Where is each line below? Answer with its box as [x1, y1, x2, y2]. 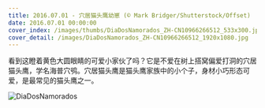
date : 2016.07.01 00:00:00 [8, 19, 97, 27]
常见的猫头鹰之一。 [35, 76, 99, 85]
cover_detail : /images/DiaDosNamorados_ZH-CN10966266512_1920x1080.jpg [8, 33, 248, 42]
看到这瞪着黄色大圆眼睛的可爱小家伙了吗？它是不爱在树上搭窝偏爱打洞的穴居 [8, 56, 257, 65]
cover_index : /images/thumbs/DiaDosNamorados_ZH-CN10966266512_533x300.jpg [8, 26, 263, 34]
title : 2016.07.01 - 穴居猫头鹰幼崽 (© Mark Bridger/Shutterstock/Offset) [8, 11, 251, 20]
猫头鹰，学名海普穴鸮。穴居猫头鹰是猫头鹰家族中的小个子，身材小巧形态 [8, 66, 243, 76]
